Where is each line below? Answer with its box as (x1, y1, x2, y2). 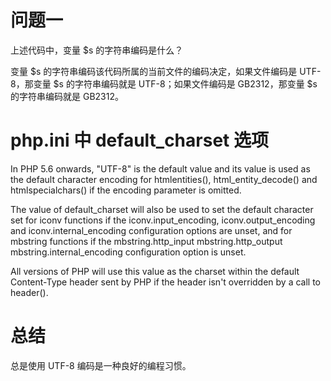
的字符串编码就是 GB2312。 (10, 90, 124, 102)
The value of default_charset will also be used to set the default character (10, 203, 314, 215)
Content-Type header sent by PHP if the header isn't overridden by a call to (10, 276, 321, 288)
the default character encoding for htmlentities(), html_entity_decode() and (10, 173, 318, 185)
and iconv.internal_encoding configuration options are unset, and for (10, 224, 293, 236)
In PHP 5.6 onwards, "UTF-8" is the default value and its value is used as (10, 162, 311, 175)
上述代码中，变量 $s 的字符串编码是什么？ (10, 44, 184, 56)
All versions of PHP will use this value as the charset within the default (10, 265, 300, 277)
